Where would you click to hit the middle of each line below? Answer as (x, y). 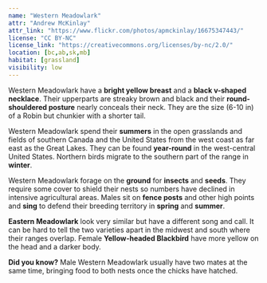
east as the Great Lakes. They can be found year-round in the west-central (132, 147)
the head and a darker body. (55, 246)
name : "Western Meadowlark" (55, 16)
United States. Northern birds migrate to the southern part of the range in (128, 156)
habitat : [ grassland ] (44, 61)
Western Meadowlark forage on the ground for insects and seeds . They (127, 180)
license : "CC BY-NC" (43, 38)
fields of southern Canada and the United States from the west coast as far (132, 140)
